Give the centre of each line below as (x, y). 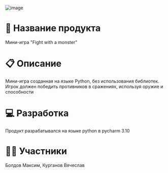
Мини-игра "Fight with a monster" (41, 42)
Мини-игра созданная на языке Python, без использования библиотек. (82, 81)
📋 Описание (33, 64)
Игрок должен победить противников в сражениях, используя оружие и (84, 87)
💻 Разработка (37, 113)
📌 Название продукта (53, 28)
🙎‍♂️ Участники (36, 151)
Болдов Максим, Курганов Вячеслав (45, 165)
